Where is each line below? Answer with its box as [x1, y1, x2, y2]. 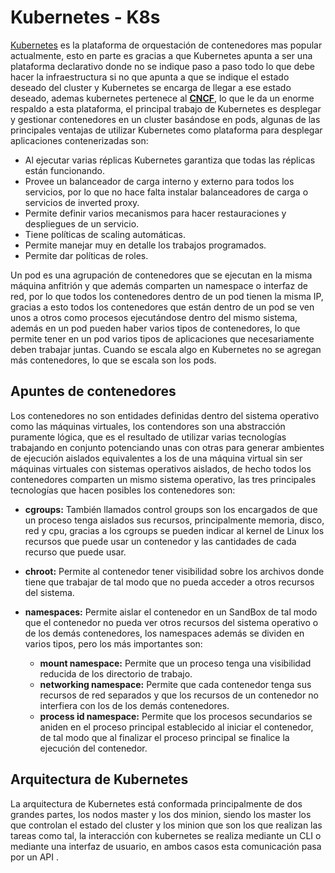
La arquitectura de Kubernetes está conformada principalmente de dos [10, 797, 303, 810]
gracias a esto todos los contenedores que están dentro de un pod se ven [10, 301, 315, 313]
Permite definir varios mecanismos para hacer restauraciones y [24, 207, 287, 219]
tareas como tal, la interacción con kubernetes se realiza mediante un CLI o [10, 829, 322, 841]
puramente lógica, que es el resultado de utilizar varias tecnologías [10, 431, 287, 443]
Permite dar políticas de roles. [24, 249, 149, 261]
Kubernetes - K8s [10, 6, 161, 29]
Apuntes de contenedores [10, 383, 177, 400]
